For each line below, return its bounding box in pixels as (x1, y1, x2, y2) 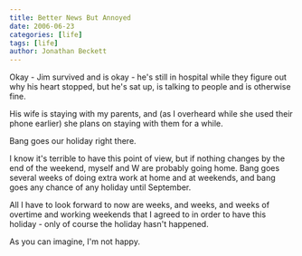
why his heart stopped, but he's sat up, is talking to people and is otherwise (9, 81, 291, 92)
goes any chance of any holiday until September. (9, 182, 192, 193)
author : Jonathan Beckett (9, 47, 107, 56)
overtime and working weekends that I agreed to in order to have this (9, 209, 267, 220)
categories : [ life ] (9, 30, 83, 39)
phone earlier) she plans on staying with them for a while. (9, 119, 223, 129)
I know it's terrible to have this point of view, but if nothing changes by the (9, 153, 286, 164)
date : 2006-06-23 (9, 22, 75, 31)
